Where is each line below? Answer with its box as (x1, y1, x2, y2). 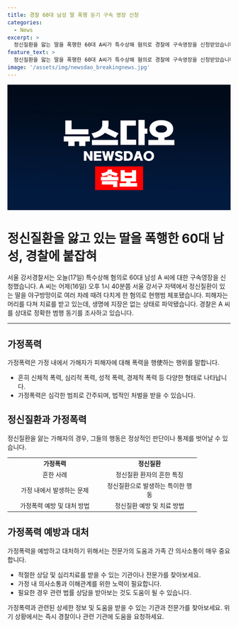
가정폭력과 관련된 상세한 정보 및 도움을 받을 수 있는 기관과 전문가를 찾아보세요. (7, 603, 223, 611)
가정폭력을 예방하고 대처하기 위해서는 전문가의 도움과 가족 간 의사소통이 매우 (7, 546, 217, 555)
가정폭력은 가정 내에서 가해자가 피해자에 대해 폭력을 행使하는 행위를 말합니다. (7, 358, 220, 367)
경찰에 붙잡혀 (25, 248, 98, 265)
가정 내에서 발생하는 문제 (21, 486, 89, 494)
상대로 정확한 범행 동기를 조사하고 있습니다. (14, 309, 135, 317)
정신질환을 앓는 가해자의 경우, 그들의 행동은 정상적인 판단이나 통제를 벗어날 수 (7, 433, 221, 443)
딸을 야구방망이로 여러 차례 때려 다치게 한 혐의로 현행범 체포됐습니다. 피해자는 (14, 291, 229, 299)
